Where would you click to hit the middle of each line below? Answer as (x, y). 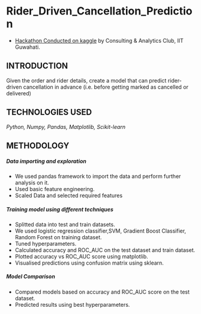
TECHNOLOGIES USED (49, 112)
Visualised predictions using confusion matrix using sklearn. (89, 263)
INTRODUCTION (37, 66)
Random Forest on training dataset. (58, 237)
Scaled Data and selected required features (69, 195)
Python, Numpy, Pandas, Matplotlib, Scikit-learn (66, 127)
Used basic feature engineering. (55, 189)
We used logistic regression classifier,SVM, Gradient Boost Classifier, (100, 231)
